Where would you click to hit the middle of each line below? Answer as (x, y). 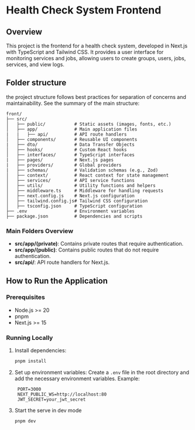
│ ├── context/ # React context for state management (87, 175)
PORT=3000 (29, 389)
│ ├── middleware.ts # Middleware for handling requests (85, 191)
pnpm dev (25, 421)
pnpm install (30, 361)
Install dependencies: (40, 350)
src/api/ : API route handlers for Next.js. (62, 262)
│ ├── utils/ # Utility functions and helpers (81, 185)
